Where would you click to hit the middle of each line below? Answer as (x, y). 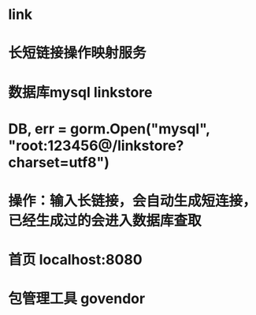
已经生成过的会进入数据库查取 (105, 221)
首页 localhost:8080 (76, 260)
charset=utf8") (59, 162)
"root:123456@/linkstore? (96, 146)
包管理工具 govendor (77, 299)
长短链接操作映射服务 (78, 53)
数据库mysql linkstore (80, 92)
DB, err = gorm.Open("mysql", (109, 129)
